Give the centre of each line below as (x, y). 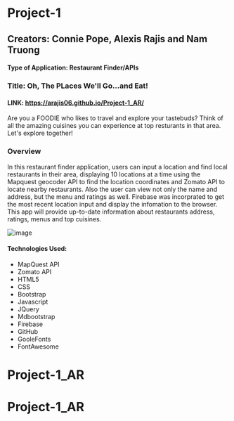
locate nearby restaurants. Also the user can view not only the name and (112, 189)
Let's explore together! (40, 133)
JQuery (28, 309)
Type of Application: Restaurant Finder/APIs (73, 67)
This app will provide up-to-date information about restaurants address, (111, 212)
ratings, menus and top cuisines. (54, 219)
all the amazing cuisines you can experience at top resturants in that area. (114, 126)
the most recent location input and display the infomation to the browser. (112, 204)
